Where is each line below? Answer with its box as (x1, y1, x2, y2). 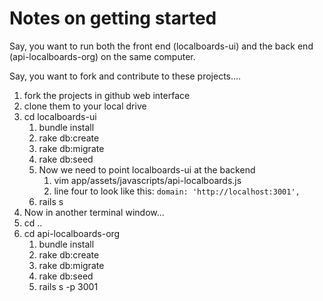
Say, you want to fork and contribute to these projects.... (9, 70, 242, 82)
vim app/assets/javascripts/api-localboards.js (53, 174, 242, 186)
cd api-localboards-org (23, 227, 121, 239)
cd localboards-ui (23, 110, 97, 122)
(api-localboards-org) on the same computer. (9, 50, 196, 62)
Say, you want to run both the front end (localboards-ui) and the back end (9, 40, 314, 52)
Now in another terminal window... (23, 206, 165, 218)
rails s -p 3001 (38, 280, 99, 292)
